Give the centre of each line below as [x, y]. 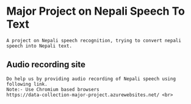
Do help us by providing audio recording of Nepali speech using [91, 79]
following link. [27, 84]
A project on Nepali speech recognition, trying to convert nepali [94, 40]
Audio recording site [46, 65]
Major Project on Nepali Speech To [95, 11]
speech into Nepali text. [39, 46]
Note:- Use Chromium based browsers [53, 89]
